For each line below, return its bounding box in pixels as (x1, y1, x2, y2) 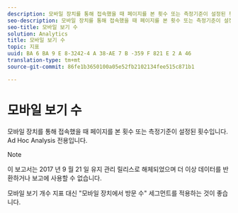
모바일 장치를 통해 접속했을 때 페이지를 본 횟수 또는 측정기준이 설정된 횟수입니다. (7, 127, 229, 136)
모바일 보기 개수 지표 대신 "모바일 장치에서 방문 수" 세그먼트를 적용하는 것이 (7, 189, 215, 197)
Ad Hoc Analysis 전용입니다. (7, 136, 88, 144)
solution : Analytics (7, 30, 69, 38)
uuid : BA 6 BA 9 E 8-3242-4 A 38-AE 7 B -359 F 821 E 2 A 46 (7, 50, 192, 58)
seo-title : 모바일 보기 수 (7, 23, 78, 31)
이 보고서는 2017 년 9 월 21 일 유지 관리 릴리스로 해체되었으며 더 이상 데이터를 (7, 165, 222, 173)
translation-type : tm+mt (7, 57, 81, 64)
